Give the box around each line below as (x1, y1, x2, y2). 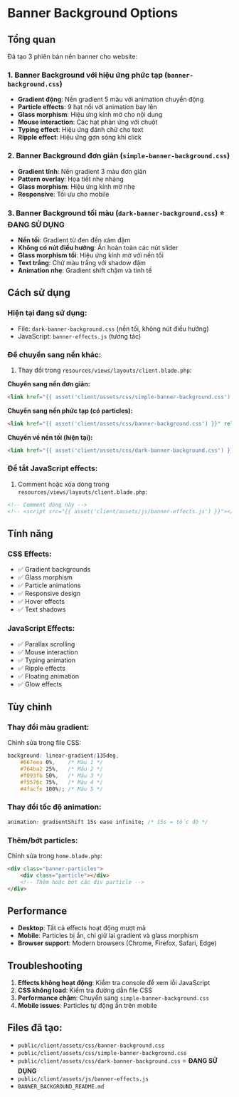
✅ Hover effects (17, 597, 65, 606)
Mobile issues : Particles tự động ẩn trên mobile (17, 1001, 158, 1010)
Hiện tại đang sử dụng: (7, 308, 87, 318)
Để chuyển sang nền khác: (7, 349, 102, 359)
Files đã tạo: (7, 1021, 63, 1034)
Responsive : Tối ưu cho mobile (17, 190, 110, 198)
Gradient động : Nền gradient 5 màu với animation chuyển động (17, 95, 204, 104)
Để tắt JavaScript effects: (7, 463, 98, 473)
